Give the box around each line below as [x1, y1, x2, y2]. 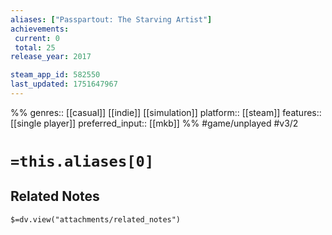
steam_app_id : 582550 [10, 70, 101, 80]
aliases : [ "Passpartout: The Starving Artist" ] [10, 14, 213, 25]
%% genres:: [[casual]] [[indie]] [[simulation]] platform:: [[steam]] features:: [10, 106, 322, 118]
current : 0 [14, 33, 60, 43]
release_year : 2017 [10, 52, 92, 62]
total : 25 [14, 42, 56, 53]
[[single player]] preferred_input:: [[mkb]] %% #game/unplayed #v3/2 [10, 117, 299, 129]
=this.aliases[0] [10, 152, 155, 171]
